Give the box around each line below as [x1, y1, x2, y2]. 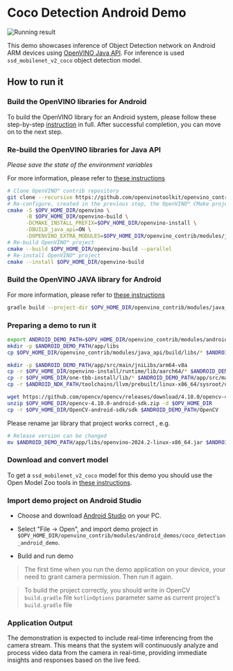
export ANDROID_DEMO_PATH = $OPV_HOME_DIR [7, 336, 126, 343]
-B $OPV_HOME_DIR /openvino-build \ [25, 213, 129, 220]
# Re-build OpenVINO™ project [7, 239, 95, 246]
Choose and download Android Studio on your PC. [17, 511, 162, 520]
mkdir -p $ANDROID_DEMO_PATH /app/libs [7, 342, 119, 350]
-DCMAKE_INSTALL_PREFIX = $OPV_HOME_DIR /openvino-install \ [25, 220, 197, 227]
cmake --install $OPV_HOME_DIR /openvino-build [7, 258, 144, 265]
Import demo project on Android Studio [7, 495, 142, 505]
